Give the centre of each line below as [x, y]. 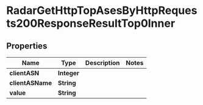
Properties [27, 46]
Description [102, 63]
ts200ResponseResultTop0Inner [91, 23]
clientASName [31, 83]
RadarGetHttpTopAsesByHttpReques [102, 11]
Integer [69, 73]
